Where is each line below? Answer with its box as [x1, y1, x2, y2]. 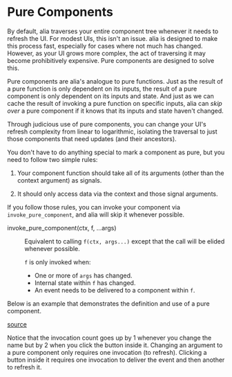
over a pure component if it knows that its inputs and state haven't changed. [7, 107, 224, 115]
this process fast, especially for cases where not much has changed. [7, 42, 203, 50]
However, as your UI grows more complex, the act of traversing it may [7, 49, 206, 57]
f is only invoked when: [24, 257, 91, 266]
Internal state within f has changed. [34, 278, 136, 287]
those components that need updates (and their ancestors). [7, 134, 177, 142]
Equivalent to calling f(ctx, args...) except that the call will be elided [24, 237, 225, 246]
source [7, 320, 28, 329]
